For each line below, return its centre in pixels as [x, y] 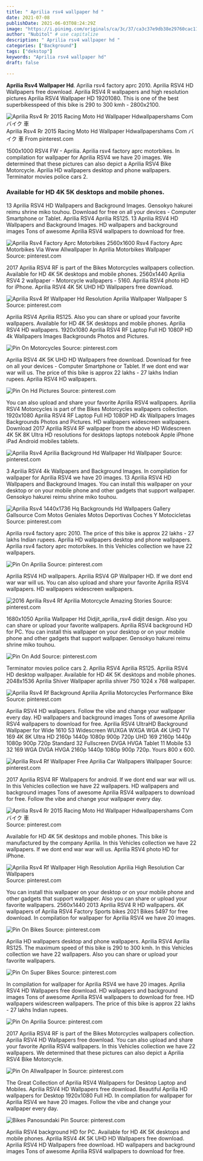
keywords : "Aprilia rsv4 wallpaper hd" [56, 57]
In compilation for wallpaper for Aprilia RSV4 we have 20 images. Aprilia [96, 984]
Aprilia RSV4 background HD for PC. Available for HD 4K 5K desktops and [98, 1132]
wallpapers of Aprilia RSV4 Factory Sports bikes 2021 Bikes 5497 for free [97, 911]
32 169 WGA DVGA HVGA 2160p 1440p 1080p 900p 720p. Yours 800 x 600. [101, 749]
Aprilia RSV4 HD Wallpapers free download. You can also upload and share [100, 1040]
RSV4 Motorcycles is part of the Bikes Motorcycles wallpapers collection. [97, 409]
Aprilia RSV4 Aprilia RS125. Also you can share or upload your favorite [93, 316]
